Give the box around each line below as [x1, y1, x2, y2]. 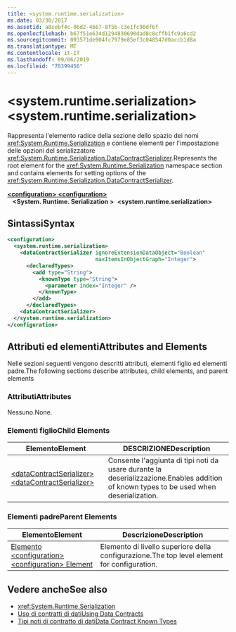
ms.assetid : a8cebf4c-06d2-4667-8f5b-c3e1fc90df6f [7, 23, 159, 30]
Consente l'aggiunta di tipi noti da [107, 455, 219, 465]
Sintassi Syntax [7, 217, 75, 229]
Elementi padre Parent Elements [7, 512, 117, 522]
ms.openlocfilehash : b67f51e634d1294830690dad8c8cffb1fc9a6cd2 [7, 30, 197, 37]
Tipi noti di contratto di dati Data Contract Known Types [17, 617, 177, 626]
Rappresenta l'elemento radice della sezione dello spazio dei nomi [7, 131, 199, 139]
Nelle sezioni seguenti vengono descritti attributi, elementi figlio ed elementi [7, 360, 228, 368]
